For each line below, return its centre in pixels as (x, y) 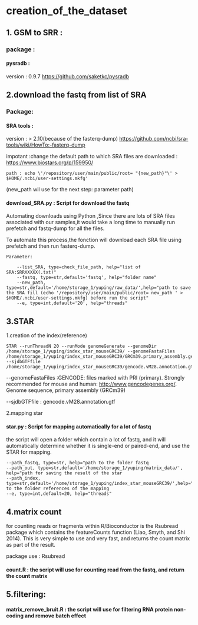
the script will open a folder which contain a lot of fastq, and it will (86, 440)
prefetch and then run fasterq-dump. (51, 246)
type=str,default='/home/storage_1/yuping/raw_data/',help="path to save (99, 288)
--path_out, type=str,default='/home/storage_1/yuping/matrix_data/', (95, 468)
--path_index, (24, 478)
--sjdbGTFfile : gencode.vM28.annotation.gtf (61, 402)
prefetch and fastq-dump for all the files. (55, 228)
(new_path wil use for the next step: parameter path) (70, 190)
